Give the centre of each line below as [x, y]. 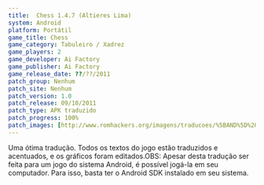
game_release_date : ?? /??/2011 [59, 74]
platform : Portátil [40, 30]
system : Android [35, 23]
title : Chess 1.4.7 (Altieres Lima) [70, 15]
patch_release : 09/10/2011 [52, 103]
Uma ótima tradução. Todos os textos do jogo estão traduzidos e [113, 147]
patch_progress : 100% [44, 118]
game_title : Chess [38, 37]
